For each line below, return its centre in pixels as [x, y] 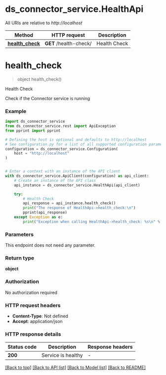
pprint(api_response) [45, 213]
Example [16, 111]
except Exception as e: [39, 217]
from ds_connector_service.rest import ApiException [61, 126]
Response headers [110, 347]
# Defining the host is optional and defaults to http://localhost [76, 140]
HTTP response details [33, 334]
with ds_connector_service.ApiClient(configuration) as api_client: [77, 176]
